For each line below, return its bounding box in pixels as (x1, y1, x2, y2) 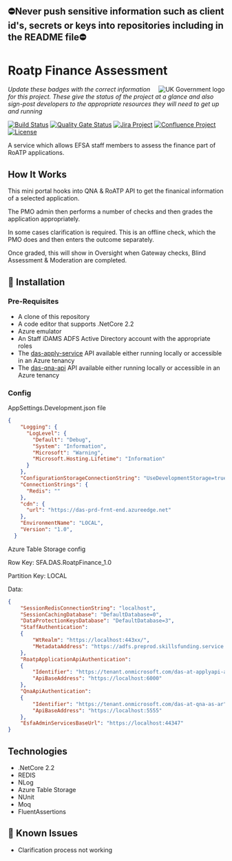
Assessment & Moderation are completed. (8, 256, 127, 264)
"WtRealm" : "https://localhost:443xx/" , (32, 636, 150, 643)
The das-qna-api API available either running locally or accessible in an (17, 364, 220, 372)
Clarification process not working (17, 846, 113, 854)
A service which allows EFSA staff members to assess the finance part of (8, 141, 216, 149)
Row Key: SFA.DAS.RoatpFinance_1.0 (8, 558, 112, 566)
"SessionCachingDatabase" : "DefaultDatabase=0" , (20, 611, 162, 618)
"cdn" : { (20, 500, 45, 508)
